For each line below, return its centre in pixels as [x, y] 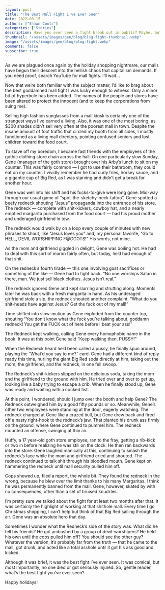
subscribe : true [22, 51]
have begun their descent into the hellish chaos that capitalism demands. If [81, 70]
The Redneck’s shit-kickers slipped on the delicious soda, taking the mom [80, 373]
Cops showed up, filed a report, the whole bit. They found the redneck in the [82, 476]
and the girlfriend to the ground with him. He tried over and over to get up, [80, 379]
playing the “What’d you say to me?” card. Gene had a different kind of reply [82, 354]
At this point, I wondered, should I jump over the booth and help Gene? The [81, 399]
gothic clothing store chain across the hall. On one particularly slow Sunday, [82, 156]
